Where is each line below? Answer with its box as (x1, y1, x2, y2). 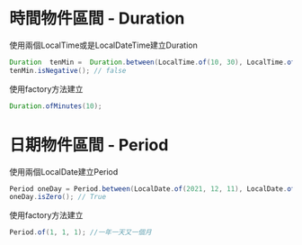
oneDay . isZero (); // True (9, 193, 106, 202)
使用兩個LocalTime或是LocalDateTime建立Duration (9, 40, 198, 50)
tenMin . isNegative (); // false (9, 66, 127, 75)
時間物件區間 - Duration (9, 8, 185, 29)
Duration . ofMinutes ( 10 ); (9, 101, 102, 111)
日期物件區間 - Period (9, 134, 169, 155)
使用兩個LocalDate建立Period (9, 166, 119, 177)
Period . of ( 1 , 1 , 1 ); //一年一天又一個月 (9, 228, 152, 237)
